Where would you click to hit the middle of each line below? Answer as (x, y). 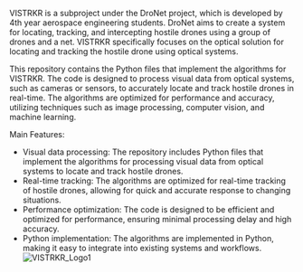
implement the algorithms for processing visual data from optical (143, 161)
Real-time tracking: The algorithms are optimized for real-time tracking (154, 181)
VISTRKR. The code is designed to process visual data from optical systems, (152, 79)
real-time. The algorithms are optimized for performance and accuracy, (142, 98)
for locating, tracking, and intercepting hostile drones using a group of (140, 32)
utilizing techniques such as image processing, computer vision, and (137, 107)
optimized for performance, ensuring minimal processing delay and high (157, 219)
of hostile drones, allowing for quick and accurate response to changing (156, 190)
